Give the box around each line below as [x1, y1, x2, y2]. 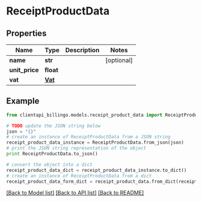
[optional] [105, 56, 133, 64]
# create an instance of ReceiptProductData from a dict [6, 173, 152, 179]
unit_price [9, 66, 39, 74]
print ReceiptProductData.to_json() [6, 151, 98, 157]
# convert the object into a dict [6, 161, 93, 168]
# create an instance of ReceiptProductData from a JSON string [6, 134, 171, 140]
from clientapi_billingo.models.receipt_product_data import [6, 112, 163, 118]
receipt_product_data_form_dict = [6, 179, 93, 185]
